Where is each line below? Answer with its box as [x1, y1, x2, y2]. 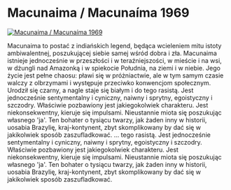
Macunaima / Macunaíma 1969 [7, 5, 190, 21]
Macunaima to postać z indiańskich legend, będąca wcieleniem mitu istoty [7, 41, 222, 50]
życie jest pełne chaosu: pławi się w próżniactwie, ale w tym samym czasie [7, 71, 224, 80]
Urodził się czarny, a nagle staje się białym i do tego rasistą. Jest [7, 86, 194, 94]
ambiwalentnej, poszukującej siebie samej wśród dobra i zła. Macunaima [7, 49, 217, 57]
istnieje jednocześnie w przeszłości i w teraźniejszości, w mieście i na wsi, [7, 56, 222, 64]
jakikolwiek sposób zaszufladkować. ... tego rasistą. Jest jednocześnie [7, 131, 211, 139]
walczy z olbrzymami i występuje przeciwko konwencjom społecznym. [7, 78, 211, 87]
